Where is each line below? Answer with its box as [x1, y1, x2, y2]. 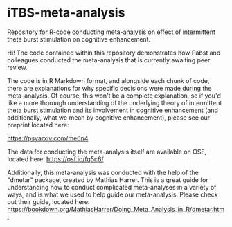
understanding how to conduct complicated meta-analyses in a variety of [7, 183, 217, 191]
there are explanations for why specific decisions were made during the [7, 84, 212, 92]
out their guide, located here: [7, 197, 90, 206]
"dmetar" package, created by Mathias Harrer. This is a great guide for [7, 175, 209, 184]
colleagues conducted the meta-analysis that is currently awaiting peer [7, 55, 211, 64]
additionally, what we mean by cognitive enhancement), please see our [7, 113, 210, 122]
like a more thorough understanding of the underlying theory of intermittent [7, 98, 222, 107]
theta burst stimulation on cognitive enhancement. [7, 35, 151, 43]
